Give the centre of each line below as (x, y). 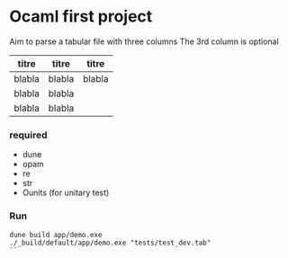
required (28, 135)
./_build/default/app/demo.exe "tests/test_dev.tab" (110, 243)
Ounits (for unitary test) (66, 193)
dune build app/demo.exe (56, 235)
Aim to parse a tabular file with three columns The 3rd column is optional (144, 41)
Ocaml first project (81, 17)
